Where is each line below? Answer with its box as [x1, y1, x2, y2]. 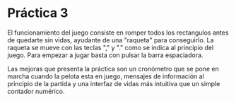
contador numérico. [7, 87, 65, 95]
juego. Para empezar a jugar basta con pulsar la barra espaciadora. [7, 51, 203, 59]
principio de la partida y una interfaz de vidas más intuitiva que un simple [7, 79, 220, 88]
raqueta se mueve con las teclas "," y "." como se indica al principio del [7, 43, 214, 52]
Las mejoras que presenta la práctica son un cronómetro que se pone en [7, 64, 219, 73]
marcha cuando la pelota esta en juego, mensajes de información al [7, 72, 205, 81]
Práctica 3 [7, 5, 69, 21]
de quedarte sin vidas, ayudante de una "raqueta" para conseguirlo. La [7, 35, 214, 44]
